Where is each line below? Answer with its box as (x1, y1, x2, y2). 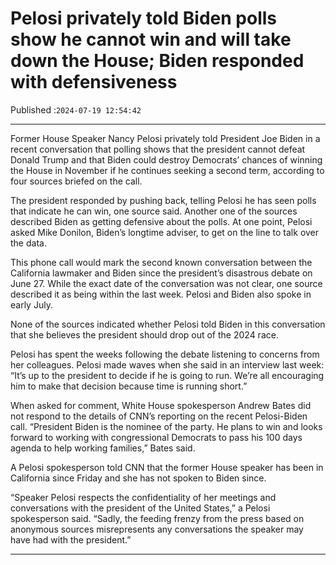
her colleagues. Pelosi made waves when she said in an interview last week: (10, 358, 325, 371)
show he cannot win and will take (10, 28, 292, 51)
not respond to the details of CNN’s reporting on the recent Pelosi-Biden (10, 410, 308, 422)
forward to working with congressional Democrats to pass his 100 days (10, 431, 303, 443)
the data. (10, 237, 47, 249)
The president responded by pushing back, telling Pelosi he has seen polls (10, 194, 317, 206)
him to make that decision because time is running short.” (10, 380, 248, 392)
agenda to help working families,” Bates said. (10, 442, 196, 454)
